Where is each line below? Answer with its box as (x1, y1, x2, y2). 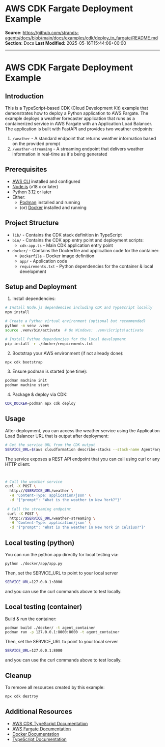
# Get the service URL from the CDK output (5, 442, 96, 448)
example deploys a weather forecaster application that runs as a (5, 115, 135, 121)
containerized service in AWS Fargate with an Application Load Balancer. (5, 120, 153, 126)
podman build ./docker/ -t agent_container (5, 625, 96, 630)
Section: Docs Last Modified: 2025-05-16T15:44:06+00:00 (5, 40, 127, 46)
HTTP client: (5, 461, 30, 467)
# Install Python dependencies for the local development (5, 336, 126, 342)
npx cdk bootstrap (5, 359, 43, 364)
